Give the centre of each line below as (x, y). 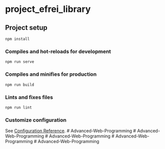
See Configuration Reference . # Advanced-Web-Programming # (71, 131)
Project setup (27, 28)
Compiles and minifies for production (51, 74)
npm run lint (19, 107)
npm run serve (20, 62)
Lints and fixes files (29, 97)
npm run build (20, 85)
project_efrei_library (48, 9)
